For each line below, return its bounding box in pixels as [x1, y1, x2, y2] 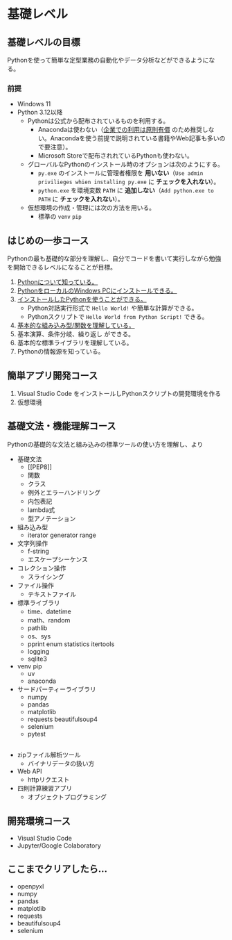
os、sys [27, 632, 51, 640]
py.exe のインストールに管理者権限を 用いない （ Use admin [37, 169, 204, 177]
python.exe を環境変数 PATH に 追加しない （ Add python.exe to [37, 186, 215, 195]
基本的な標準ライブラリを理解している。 [17, 338, 133, 347]
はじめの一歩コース [7, 234, 89, 247]
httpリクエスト [27, 775, 70, 784]
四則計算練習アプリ [17, 784, 73, 793]
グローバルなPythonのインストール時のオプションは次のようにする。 [27, 160, 224, 169]
